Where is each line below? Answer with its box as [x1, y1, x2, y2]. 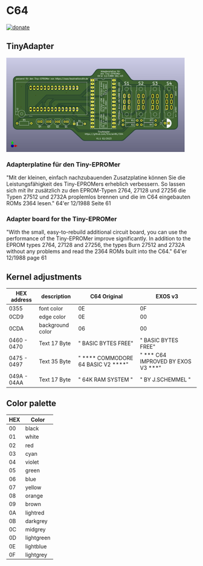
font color [39, 304, 63, 312]
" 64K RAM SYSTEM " [78, 376, 133, 383]
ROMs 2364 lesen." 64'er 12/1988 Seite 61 [6, 200, 111, 207]
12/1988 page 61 [6, 254, 47, 262]
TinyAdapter [6, 41, 54, 51]
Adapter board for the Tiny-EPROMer [6, 214, 117, 223]
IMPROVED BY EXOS [140, 358, 192, 365]
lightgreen [25, 534, 51, 542]
